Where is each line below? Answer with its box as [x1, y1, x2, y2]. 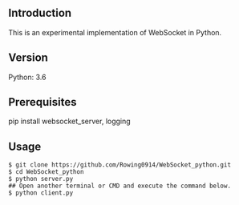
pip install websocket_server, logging [8, 116, 131, 127]
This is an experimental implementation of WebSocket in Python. [8, 27, 222, 37]
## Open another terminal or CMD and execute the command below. [8, 182, 231, 191]
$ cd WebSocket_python [8, 168, 84, 176]
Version [8, 51, 48, 65]
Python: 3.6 [8, 72, 47, 82]
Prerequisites [8, 95, 77, 109]
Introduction [8, 6, 72, 20]
